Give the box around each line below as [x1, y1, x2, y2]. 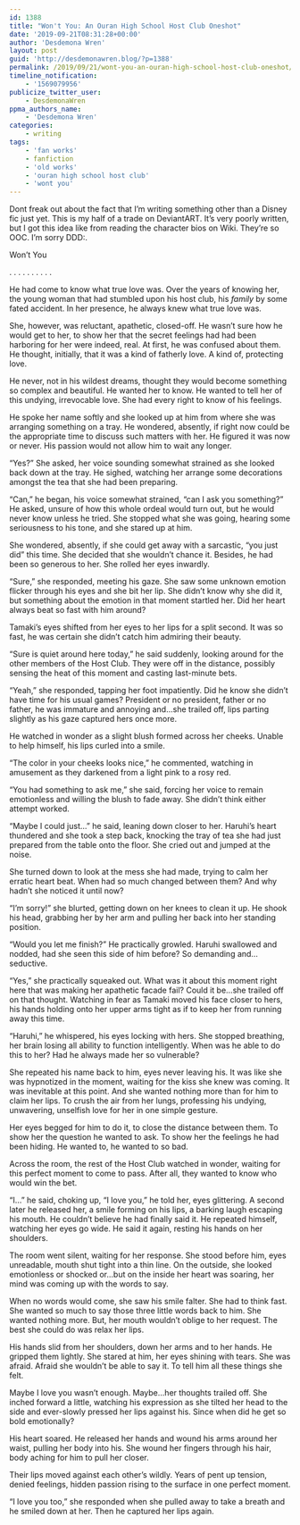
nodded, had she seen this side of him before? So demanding [9, 949, 236, 959]
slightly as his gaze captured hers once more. [9, 714, 177, 725]
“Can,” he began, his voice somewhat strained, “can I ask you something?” [9, 494, 284, 505]
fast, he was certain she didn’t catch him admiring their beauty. [9, 632, 242, 642]
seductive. [9, 958, 48, 969]
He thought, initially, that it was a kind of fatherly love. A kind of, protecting [9, 349, 284, 360]
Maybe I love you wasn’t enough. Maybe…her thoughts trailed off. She [9, 1387, 268, 1398]
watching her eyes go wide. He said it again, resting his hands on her [9, 1223, 263, 1234]
